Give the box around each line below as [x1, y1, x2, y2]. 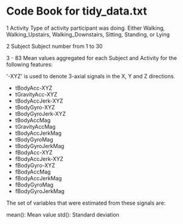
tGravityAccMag [15, 123, 56, 130]
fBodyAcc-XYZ [15, 149, 53, 156]
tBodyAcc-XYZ [15, 84, 53, 92]
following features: [6, 61, 53, 68]
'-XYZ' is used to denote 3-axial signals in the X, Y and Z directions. [6, 72, 176, 80]
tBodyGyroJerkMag [15, 142, 65, 149]
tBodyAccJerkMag [15, 129, 62, 137]
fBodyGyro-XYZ [15, 161, 56, 169]
